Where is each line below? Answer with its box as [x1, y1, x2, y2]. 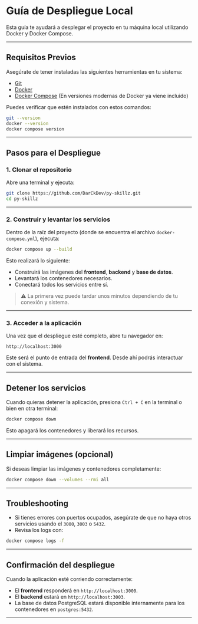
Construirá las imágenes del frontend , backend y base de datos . [14, 268, 173, 275]
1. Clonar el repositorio [6, 165, 72, 173]
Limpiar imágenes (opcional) [6, 449, 114, 459]
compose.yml [6, 236, 35, 242]
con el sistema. [6, 360, 43, 367]
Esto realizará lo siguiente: [6, 257, 71, 264]
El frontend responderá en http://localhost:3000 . [14, 587, 138, 594]
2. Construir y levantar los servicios [6, 215, 111, 224]
